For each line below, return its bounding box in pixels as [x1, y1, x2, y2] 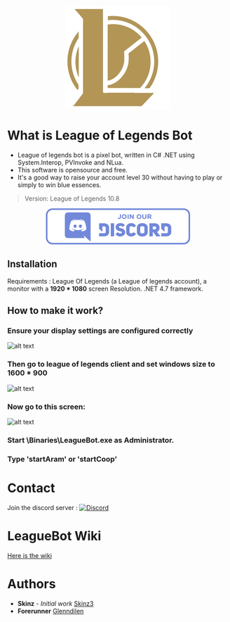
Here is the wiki [7, 551, 53, 559]
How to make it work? [7, 305, 104, 317]
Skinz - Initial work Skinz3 [17, 599, 94, 607]
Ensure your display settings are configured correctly [7, 326, 194, 336]
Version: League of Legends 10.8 [24, 194, 120, 203]
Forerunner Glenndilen [17, 607, 84, 615]
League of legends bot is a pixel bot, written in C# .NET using [17, 151, 195, 159]
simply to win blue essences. [17, 180, 102, 189]
